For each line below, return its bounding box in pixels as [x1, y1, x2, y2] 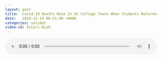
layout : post [5, 7, 31, 12]
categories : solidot [5, 20, 47, 25]
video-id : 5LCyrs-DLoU [5, 25, 51, 30]
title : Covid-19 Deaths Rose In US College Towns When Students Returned [5, 12, 159, 16]
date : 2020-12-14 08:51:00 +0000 [5, 16, 77, 21]
